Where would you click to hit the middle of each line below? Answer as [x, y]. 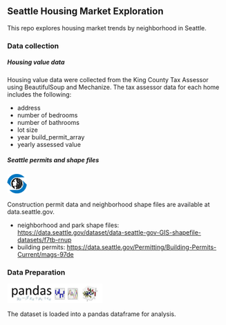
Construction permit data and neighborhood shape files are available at [109, 204]
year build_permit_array [51, 137]
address [29, 108]
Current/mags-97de [45, 254]
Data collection [33, 46]
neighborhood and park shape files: [68, 225]
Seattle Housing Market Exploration [85, 11]
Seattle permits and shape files [53, 160]
